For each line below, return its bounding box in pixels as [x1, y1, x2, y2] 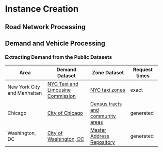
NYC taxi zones [90, 86, 125, 93]
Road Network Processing [5, 23, 86, 31]
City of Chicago [47, 110, 83, 117]
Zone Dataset [92, 69, 124, 76]
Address [90, 133, 110, 139]
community [90, 113, 116, 119]
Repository [90, 139, 115, 146]
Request [133, 67, 153, 73]
